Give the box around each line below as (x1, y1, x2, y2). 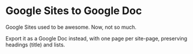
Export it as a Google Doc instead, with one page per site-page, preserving (5, 35, 188, 42)
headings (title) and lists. (5, 41, 65, 48)
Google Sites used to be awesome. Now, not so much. (5, 23, 137, 31)
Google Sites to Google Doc (5, 4, 142, 18)
